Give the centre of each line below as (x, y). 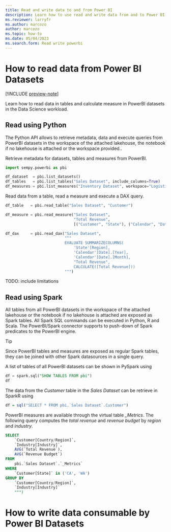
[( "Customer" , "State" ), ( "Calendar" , (115, 224)
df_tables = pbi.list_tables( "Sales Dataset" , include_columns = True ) (83, 182)
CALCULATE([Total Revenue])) (105, 267)
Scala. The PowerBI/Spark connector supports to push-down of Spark (79, 326)
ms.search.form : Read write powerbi (44, 43)
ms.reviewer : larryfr (28, 19)
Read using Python (36, 125)
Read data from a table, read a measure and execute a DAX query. (75, 196)
